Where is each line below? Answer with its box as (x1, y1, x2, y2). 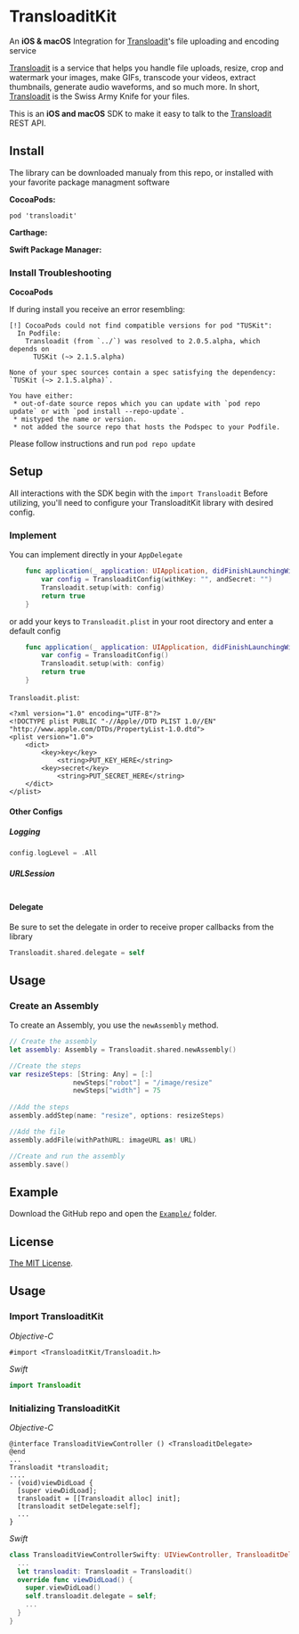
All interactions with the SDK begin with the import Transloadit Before (9, 488, 269, 499)
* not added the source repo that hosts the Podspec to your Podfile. (12, 423, 280, 432)
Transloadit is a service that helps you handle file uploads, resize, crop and (9, 62, 284, 73)
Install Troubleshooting (9, 266, 112, 278)
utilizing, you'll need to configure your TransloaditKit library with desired (9, 497, 274, 508)
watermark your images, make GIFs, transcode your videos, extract (9, 71, 256, 82)
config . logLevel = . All (9, 849, 98, 858)
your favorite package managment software (9, 177, 171, 187)
